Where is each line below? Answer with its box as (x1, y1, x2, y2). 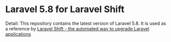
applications (5, 31, 31, 37)
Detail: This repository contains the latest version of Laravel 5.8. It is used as (5, 20, 166, 26)
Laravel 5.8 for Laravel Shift (5, 4, 124, 15)
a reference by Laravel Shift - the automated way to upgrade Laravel (5, 25, 149, 31)
